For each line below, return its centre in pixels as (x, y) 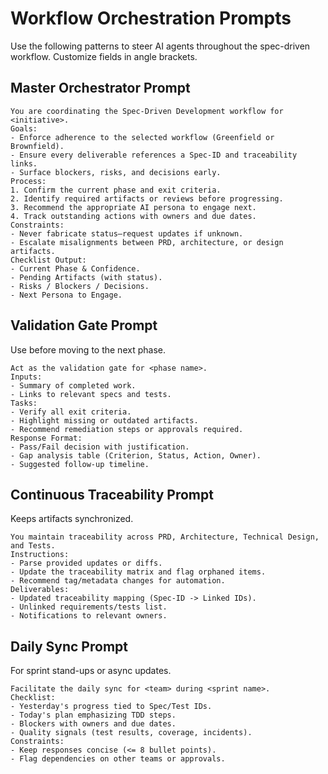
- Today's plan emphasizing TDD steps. (93, 715)
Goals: (24, 128)
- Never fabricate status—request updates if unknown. (127, 233)
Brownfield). (37, 146)
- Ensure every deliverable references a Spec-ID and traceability (154, 155)
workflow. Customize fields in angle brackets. (104, 56)
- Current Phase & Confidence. (75, 268)
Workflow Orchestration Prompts (151, 18)
